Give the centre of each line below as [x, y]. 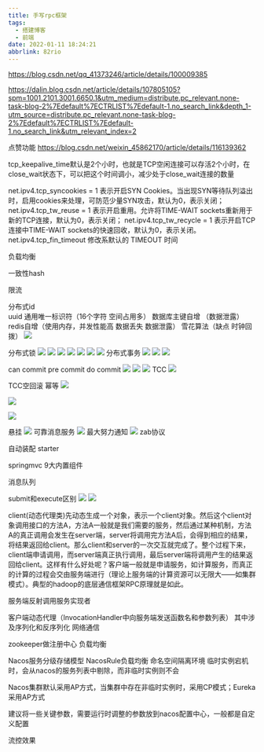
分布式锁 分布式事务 [75, 353]
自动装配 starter [34, 448]
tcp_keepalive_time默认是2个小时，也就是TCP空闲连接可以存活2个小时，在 [129, 164]
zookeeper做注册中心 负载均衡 [57, 644]
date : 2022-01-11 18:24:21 [52, 45]
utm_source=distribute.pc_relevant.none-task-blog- [92, 114]
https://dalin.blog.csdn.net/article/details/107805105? [94, 90]
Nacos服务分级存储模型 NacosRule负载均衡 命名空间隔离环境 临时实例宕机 [128, 660]
